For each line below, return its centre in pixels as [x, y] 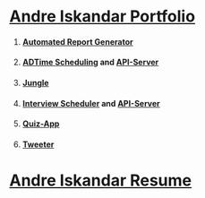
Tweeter [38, 144]
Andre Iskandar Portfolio [102, 17]
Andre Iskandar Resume [101, 180]
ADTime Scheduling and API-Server [90, 62]
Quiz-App [41, 124]
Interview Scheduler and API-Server [91, 103]
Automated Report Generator [77, 41]
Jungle [35, 82]
